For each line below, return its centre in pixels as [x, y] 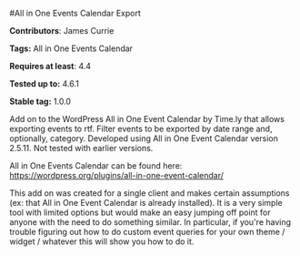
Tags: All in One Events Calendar [71, 48]
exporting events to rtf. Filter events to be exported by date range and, [141, 128]
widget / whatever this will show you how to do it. [102, 241]
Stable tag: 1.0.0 [40, 101]
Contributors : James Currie [62, 31]
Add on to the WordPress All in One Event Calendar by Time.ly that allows [147, 119]
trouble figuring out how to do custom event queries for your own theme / [147, 232]
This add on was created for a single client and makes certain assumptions [150, 193]
